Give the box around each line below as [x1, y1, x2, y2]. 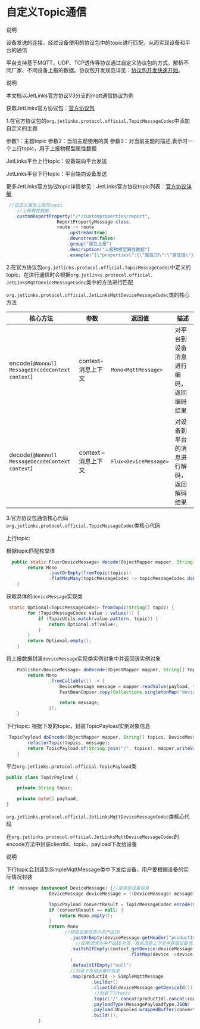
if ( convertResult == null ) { [48, 907, 124, 913]
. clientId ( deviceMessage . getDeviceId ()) [91, 984, 193, 990]
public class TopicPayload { [6, 774, 79, 780]
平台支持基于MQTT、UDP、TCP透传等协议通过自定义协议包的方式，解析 [6, 59, 184, 66]
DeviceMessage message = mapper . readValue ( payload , [59, 683, 190, 689]
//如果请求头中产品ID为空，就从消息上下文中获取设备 [75, 940, 189, 946]
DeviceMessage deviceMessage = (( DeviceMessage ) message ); [48, 891, 198, 897]
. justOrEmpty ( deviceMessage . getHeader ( [70, 935, 169, 941]
